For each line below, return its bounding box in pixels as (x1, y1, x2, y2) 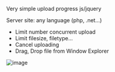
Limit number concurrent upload (15, 28, 96, 35)
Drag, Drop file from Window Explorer (15, 47, 109, 55)
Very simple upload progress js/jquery (6, 5, 102, 12)
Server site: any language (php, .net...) (6, 17, 102, 23)
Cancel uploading (15, 41, 59, 48)
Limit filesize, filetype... (15, 35, 73, 41)
